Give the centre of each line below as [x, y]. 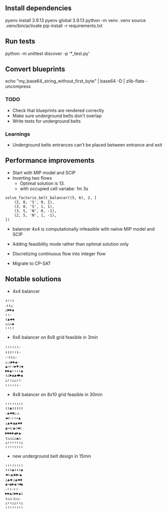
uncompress [18, 87]
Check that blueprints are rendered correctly [58, 110]
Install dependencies [38, 8]
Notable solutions [33, 279]
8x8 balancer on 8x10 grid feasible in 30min [58, 394]
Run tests [20, 41]
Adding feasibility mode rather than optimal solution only [70, 244]
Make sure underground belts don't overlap [57, 116]
